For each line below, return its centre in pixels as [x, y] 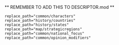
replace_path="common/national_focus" [44, 34]
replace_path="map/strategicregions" [43, 29]
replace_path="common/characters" [40, 16]
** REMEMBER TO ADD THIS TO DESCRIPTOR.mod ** [59, 7]
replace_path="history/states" [37, 25]
